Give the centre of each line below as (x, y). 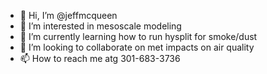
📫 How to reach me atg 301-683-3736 (100, 58)
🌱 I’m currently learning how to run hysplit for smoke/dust (138, 36)
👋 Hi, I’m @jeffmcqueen (68, 15)
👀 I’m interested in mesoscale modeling (100, 26)
